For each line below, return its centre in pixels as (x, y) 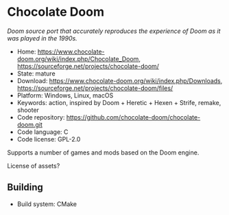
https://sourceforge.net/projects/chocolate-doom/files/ (95, 88)
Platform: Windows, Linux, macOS (65, 95)
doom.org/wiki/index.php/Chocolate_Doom (78, 58)
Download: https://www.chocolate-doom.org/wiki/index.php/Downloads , (120, 80)
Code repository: (41, 117)
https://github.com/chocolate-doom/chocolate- (133, 117)
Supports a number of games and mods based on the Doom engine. (103, 152)
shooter (28, 110)
